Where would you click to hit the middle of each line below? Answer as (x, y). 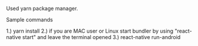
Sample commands (30, 20)
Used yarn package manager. (42, 8)
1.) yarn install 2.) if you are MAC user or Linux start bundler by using (90, 31)
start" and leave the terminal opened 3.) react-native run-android (101, 37)
